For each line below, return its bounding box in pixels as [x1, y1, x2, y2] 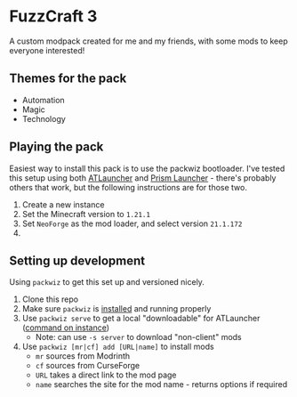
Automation [21, 94, 65, 105]
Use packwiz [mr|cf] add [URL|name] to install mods [21, 341, 215, 352]
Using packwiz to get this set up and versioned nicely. [9, 277, 205, 288]
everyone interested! [9, 45, 85, 55]
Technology [21, 113, 67, 124]
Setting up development [9, 253, 146, 268]
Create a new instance [21, 198, 105, 210]
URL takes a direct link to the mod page [35, 369, 177, 380]
